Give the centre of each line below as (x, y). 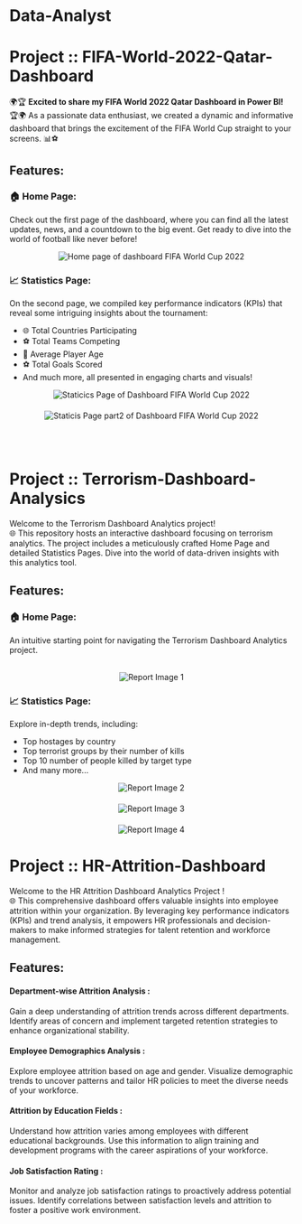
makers (23, 930)
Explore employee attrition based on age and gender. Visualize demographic (151, 1070)
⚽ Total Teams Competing (71, 341)
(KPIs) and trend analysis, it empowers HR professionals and (122, 920)
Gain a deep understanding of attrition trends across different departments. (149, 1011)
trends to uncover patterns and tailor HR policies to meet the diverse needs (149, 1080)
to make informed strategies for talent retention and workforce (155, 930)
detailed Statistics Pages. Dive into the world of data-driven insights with (144, 553)
